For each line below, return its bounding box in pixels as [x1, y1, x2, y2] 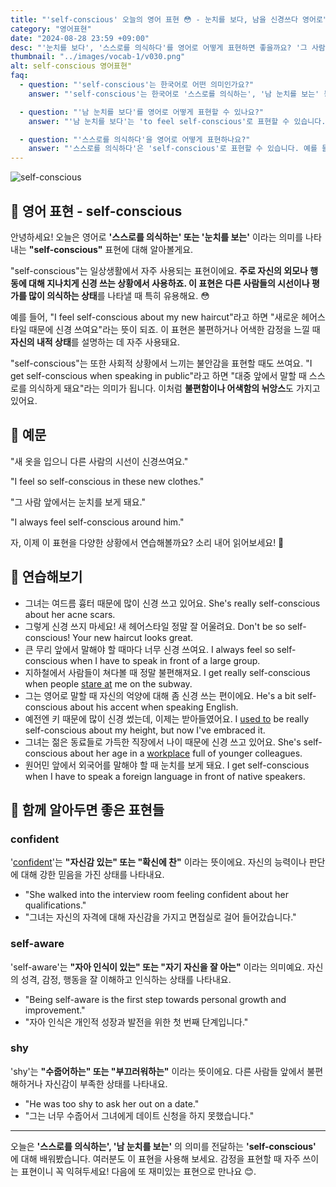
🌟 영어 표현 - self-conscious [10, 202, 183, 220]
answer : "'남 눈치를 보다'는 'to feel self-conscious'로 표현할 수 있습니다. [28, 116, 327, 126]
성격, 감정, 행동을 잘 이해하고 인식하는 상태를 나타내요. [20, 973, 232, 985]
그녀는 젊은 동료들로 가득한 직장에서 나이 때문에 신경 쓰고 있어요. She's [24, 736, 302, 748]
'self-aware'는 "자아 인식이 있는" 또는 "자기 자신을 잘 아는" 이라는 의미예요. [10, 961, 305, 973]
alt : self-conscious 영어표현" [10, 61, 133, 71]
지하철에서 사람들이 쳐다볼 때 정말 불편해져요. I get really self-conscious [24, 666, 311, 678]
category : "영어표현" [10, 24, 92, 34]
